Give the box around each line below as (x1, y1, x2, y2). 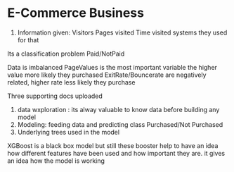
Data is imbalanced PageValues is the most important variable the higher (7, 63, 218, 71)
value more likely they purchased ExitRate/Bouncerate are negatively (7, 70, 207, 79)
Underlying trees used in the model (17, 128, 120, 136)
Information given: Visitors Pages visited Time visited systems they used (17, 28, 228, 37)
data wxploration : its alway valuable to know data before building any (17, 105, 220, 113)
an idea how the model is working (7, 156, 105, 165)
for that (17, 35, 39, 44)
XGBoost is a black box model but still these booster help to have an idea (7, 141, 219, 149)
